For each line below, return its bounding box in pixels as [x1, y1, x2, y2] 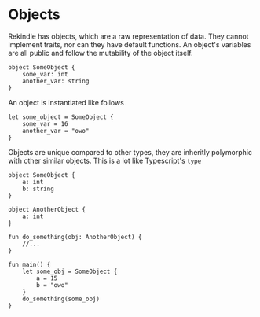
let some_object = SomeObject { [8, 112, 114, 121]
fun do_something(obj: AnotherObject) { [8, 233, 143, 241]
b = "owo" [36, 281, 68, 289]
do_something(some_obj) [22, 295, 101, 303]
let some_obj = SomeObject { [22, 267, 118, 275]
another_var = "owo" [22, 127, 90, 135]
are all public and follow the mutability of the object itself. [8, 48, 193, 57]
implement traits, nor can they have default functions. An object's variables [8, 39, 251, 49]
